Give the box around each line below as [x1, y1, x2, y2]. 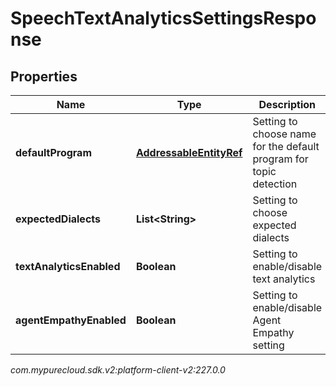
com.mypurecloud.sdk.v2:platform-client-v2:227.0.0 [10, 364, 226, 376]
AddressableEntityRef [135, 146, 243, 159]
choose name [252, 127, 317, 141]
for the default [252, 140, 320, 153]
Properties [10, 68, 78, 85]
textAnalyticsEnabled [15, 260, 121, 273]
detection [252, 177, 298, 191]
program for [252, 152, 309, 166]
